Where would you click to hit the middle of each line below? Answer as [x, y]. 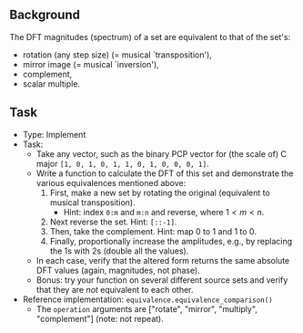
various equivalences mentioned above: [111, 182]
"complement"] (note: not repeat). [100, 318]
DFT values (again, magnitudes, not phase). [118, 270]
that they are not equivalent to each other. [115, 289]
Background [45, 15]
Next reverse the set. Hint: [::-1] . [113, 222]
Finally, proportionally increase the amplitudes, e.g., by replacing [171, 241]
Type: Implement [54, 134]
